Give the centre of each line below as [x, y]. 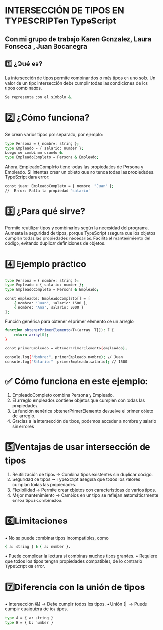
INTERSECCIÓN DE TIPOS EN [64, 11]
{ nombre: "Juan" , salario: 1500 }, [51, 303]
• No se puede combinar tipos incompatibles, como [57, 538]
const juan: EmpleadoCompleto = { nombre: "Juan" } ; [60, 186]
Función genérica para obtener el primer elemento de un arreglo [69, 321]
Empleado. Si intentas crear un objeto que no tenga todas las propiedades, [80, 172]
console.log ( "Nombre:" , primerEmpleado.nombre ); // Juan [64, 357]
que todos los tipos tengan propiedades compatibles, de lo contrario [74, 561]
